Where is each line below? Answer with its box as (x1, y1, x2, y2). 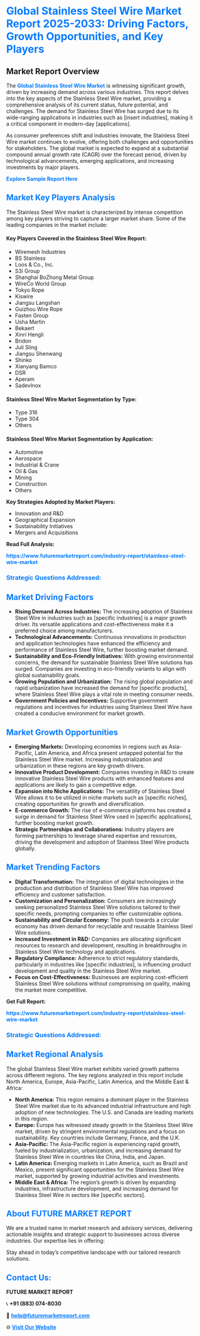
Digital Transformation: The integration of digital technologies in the (14, 878, 184, 885)
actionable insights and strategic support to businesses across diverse (6, 1231, 180, 1238)
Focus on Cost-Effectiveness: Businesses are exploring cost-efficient (14, 973, 188, 980)
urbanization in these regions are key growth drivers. (14, 762, 145, 769)
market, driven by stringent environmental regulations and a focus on (14, 1128, 185, 1135)
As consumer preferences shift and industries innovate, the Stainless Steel (6, 132, 190, 139)
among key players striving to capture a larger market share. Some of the (6, 214, 186, 222)
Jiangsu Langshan (14, 299, 60, 307)
